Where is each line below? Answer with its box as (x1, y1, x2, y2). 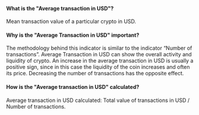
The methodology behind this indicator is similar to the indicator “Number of (6, 44, 192, 52)
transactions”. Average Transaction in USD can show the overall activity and (6, 51, 192, 58)
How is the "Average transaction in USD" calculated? (6, 84, 140, 90)
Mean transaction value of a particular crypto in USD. (6, 18, 137, 25)
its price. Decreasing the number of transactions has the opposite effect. (6, 70, 184, 77)
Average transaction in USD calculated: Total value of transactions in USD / (6, 97, 190, 104)
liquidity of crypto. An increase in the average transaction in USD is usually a (6, 57, 194, 65)
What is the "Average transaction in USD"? (6, 5, 114, 12)
